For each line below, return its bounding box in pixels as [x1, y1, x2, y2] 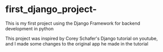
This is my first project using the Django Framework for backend [5, 20, 140, 26]
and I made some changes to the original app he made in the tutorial [5, 40, 149, 46]
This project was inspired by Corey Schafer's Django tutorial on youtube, [5, 35, 158, 41]
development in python [5, 25, 54, 31]
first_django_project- [5, 4, 97, 15]
